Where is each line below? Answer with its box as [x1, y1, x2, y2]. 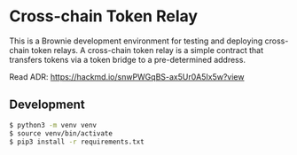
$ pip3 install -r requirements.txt [9, 137, 145, 146]
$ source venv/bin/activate [9, 128, 113, 138]
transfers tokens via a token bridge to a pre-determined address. [9, 54, 246, 65]
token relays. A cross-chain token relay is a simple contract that [30, 44, 264, 55]
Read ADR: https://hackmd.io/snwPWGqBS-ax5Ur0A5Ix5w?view [9, 71, 245, 81]
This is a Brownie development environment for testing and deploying [9, 35, 263, 46]
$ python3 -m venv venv [9, 120, 98, 129]
